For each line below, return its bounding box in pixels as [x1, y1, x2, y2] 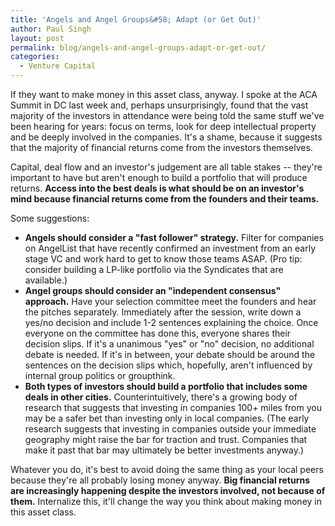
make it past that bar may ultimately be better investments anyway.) [24, 444, 305, 456]
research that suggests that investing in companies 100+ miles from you [24, 402, 322, 413]
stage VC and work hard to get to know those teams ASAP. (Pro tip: [24, 253, 303, 265]
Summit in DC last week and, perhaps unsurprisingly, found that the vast [10, 99, 309, 111]
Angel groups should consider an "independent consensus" [24, 285, 282, 296]
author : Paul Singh [10, 24, 92, 34]
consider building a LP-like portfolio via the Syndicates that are [24, 264, 284, 275]
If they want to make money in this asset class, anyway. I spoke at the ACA [10, 89, 318, 100]
